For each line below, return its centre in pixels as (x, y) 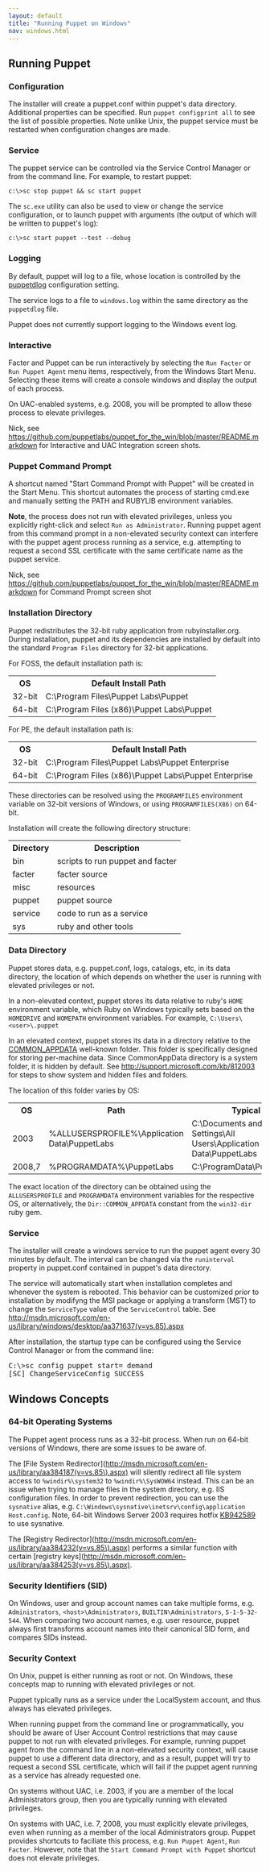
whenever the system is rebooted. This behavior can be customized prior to (134, 1292)
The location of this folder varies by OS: (74, 1090)
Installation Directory (50, 613)
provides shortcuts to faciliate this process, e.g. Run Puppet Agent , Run (124, 1841)
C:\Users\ (226, 1018)
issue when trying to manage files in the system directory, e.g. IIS (117, 1489)
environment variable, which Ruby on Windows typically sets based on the (132, 1009)
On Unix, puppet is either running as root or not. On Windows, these (121, 1676)
